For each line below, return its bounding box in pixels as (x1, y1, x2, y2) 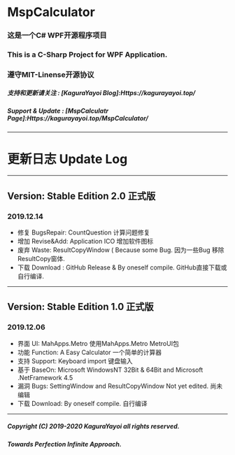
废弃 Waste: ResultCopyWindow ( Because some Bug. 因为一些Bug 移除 (17, 246, 225, 254)
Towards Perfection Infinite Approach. (7, 440, 122, 448)
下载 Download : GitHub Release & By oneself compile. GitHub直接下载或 (17, 263, 227, 272)
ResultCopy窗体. (17, 254, 65, 262)
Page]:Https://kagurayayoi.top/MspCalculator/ (7, 113, 149, 122)
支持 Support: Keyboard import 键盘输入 (17, 356, 133, 365)
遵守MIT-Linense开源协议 (7, 69, 94, 79)
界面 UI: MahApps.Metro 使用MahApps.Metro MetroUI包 (17, 339, 180, 347)
